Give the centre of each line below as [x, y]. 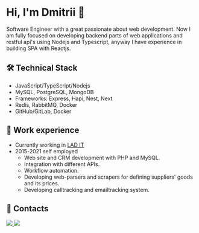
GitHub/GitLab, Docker [43, 111]
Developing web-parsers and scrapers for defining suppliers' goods [108, 177]
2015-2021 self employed [46, 151]
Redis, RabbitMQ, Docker [46, 104]
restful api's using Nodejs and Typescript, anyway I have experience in [94, 42]
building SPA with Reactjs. [39, 48]
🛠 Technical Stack [42, 68]
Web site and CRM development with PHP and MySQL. [92, 158]
